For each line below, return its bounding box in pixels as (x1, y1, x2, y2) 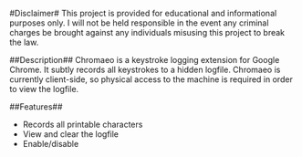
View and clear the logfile (22, 129, 120, 140)
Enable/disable (22, 139, 79, 149)
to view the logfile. (9, 84, 79, 94)
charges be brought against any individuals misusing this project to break (9, 27, 286, 37)
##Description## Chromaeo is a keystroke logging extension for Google (9, 55, 280, 65)
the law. (9, 37, 39, 47)
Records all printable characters (22, 119, 143, 130)
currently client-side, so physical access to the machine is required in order (9, 74, 294, 85)
